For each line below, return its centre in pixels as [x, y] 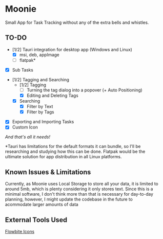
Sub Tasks [22, 70]
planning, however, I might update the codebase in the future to [69, 199]
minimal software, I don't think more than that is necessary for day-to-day [79, 194]
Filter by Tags [41, 112]
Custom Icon [25, 127]
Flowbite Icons [20, 231]
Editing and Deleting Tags [52, 95]
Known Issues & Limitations [48, 172]
